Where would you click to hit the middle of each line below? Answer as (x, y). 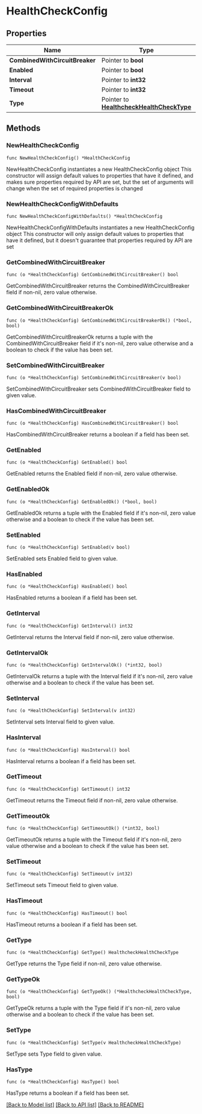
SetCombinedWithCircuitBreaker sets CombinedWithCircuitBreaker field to (99, 389)
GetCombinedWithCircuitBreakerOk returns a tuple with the (80, 337)
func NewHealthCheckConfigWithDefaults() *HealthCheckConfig (84, 216)
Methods (23, 128)
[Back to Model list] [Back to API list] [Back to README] (75, 1104)
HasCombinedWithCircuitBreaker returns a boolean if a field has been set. (98, 435)
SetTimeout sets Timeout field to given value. (62, 885)
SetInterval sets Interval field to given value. (61, 722)
